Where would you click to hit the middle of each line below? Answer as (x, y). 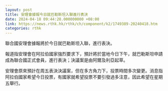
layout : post (19, 10)
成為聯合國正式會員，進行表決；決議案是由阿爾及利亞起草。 (66, 60)
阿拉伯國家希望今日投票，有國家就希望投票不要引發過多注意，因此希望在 (79, 77)
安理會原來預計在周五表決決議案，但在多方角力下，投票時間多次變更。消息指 (84, 71)
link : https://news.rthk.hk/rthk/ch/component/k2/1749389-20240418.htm (81, 24)
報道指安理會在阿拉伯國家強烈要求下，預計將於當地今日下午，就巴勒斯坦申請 (84, 54)
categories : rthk (23, 28)
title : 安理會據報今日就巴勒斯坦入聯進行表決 (47, 14)
